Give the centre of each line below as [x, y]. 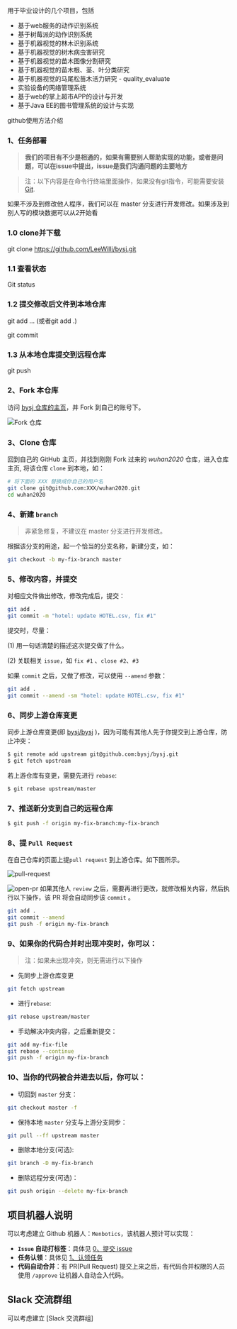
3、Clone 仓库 [32, 442]
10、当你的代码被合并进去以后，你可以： [77, 1077]
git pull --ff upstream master [53, 1135]
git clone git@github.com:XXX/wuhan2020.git [74, 488]
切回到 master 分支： [47, 1094]
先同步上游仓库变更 [46, 975]
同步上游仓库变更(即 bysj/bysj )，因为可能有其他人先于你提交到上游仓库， [114, 732]
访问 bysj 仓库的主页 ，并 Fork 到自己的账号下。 [76, 407]
